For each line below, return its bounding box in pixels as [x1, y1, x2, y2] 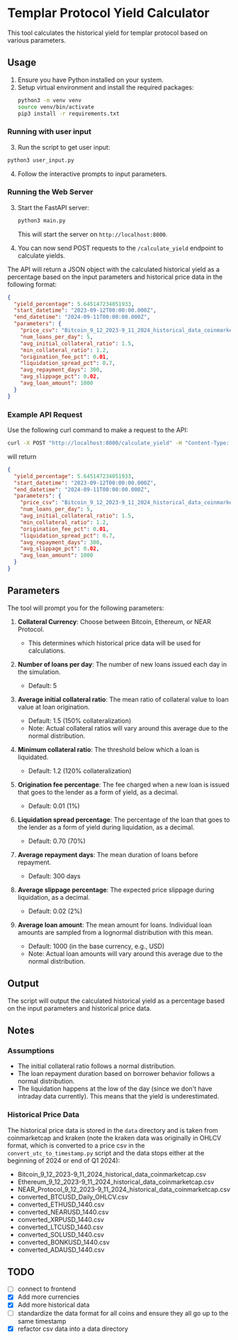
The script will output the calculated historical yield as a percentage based [7, 996, 225, 1005]
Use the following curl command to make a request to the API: [7, 426, 188, 435]
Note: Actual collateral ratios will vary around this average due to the [28, 724, 229, 732]
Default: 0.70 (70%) [28, 837, 86, 845]
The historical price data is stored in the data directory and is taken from [7, 1126, 218, 1134]
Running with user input [7, 126, 92, 136]
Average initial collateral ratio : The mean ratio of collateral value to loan [17, 694, 229, 704]
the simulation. [17, 668, 61, 676]
